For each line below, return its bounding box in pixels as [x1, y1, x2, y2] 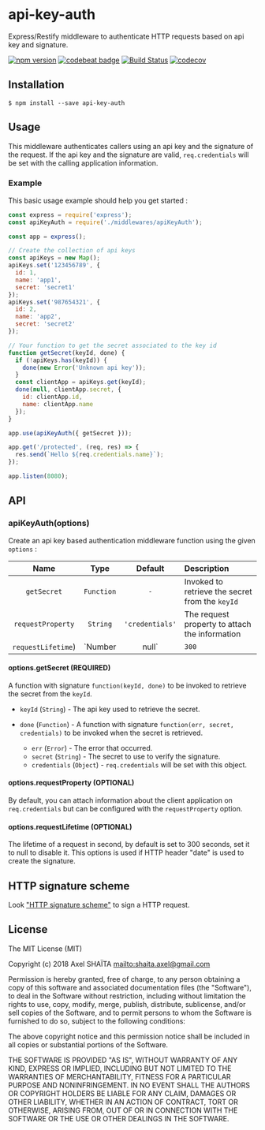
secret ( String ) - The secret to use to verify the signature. [31, 751, 221, 761]
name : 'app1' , [15, 276, 62, 284]
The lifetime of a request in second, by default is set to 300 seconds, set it [8, 840, 250, 849]
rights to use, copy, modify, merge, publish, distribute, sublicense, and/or [8, 999, 246, 1009]
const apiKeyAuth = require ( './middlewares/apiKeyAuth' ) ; [8, 218, 203, 226]
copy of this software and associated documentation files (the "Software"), [8, 983, 252, 992]
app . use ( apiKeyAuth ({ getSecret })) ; [8, 429, 132, 437]
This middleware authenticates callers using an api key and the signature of [8, 141, 254, 151]
